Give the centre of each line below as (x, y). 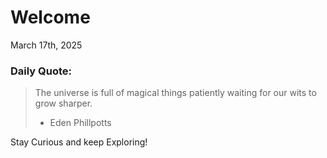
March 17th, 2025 (46, 45)
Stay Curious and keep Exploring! (79, 142)
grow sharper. (63, 103)
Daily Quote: (41, 71)
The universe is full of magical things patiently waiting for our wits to (175, 93)
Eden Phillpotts (80, 123)
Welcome (50, 17)
